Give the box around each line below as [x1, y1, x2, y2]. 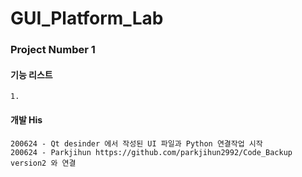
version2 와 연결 [10, 158, 77, 168]
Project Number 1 [10, 43, 96, 57]
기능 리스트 [10, 68, 53, 81]
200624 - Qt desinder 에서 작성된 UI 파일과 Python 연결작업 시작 [10, 138, 263, 149]
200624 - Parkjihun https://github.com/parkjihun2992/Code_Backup [10, 147, 293, 157]
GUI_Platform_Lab [10, 7, 164, 30]
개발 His [10, 113, 43, 126]
